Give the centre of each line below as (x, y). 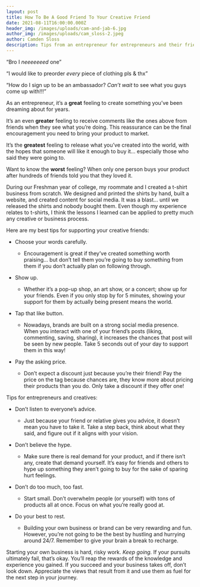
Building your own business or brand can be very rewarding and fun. (108, 527)
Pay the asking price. (40, 362)
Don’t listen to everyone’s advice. (55, 409)
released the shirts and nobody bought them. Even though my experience (96, 206)
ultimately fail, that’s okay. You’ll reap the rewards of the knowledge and (94, 558)
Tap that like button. (39, 313)
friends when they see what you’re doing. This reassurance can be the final (99, 127)
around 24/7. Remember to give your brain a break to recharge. (101, 541)
